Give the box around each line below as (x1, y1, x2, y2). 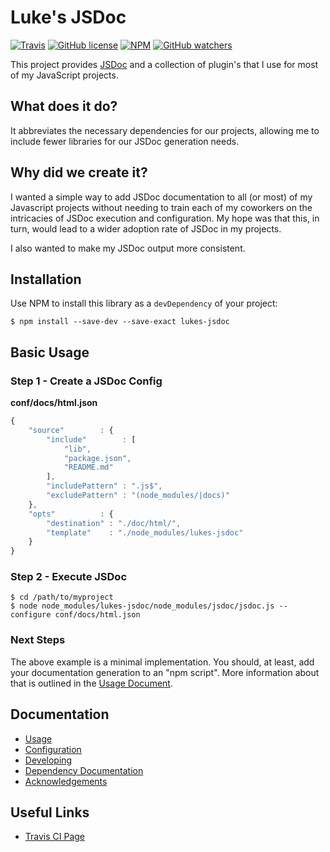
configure (10, 610, 52, 620)
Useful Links (10, 804, 90, 821)
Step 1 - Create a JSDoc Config (10, 374, 163, 388)
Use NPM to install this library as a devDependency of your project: (10, 297, 278, 310)
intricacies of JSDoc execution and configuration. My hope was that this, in (10, 212, 320, 224)
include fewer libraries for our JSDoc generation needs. (10, 135, 240, 147)
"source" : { (28, 425, 114, 435)
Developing (24, 754, 73, 766)
